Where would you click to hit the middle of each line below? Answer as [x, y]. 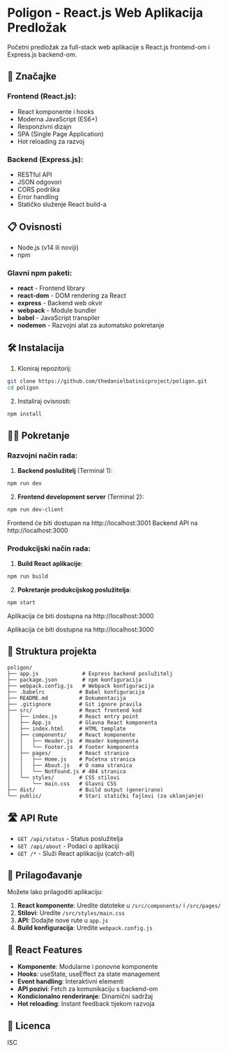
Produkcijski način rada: [49, 548]
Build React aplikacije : [50, 564]
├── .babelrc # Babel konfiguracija [76, 692]
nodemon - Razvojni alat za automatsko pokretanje [91, 326]
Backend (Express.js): [45, 159]
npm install [24, 414]
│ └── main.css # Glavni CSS [62, 784]
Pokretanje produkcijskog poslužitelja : [74, 590]
